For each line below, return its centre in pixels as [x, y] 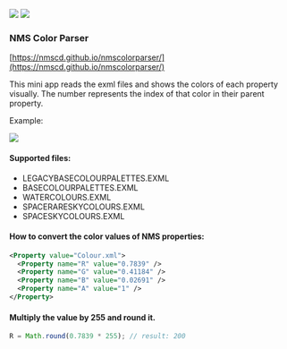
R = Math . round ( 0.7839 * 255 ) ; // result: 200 [97, 336]
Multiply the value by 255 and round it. [83, 317]
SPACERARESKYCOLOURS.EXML [84, 207]
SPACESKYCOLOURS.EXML [73, 216]
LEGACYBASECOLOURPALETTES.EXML [96, 178]
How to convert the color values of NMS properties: [107, 236]
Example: [26, 121]
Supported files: [40, 157]
